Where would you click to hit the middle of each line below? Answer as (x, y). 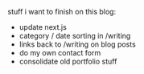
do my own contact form (60, 53)
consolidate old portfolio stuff (68, 61)
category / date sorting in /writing (75, 36)
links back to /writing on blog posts (77, 44)
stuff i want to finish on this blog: (62, 12)
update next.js (43, 27)
